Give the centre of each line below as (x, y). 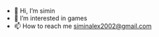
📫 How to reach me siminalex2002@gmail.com (83, 26)
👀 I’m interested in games (50, 18)
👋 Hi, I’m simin (34, 11)
